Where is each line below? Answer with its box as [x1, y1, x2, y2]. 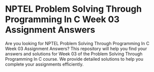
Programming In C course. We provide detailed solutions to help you [5, 56, 144, 62]
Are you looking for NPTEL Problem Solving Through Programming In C [5, 40, 150, 46]
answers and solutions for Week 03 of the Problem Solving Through [5, 50, 143, 57]
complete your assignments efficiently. [5, 61, 84, 67]
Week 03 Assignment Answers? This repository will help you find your [5, 46, 147, 51]
